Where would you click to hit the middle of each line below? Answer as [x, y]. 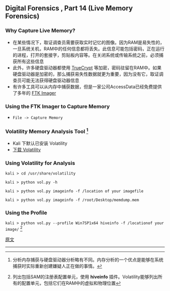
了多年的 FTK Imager [34, 93]
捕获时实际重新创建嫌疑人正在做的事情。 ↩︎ [57, 266]
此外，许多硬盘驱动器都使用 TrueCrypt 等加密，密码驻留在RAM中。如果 [87, 67]
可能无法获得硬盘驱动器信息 [50, 80]
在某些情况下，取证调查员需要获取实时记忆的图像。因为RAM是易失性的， [89, 42]
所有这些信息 [30, 61]
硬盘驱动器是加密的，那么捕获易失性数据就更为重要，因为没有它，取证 [86, 74]
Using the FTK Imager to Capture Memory [58, 106]
